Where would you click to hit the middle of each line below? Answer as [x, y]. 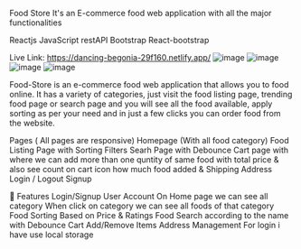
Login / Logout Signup [51, 179]
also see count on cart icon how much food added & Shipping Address [141, 169]
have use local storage [52, 235]
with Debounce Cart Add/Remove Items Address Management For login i [145, 225]
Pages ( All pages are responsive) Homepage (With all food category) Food [149, 140]
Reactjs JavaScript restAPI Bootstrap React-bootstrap [109, 40]
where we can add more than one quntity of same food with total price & [144, 160]
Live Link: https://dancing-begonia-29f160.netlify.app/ [110, 57]
